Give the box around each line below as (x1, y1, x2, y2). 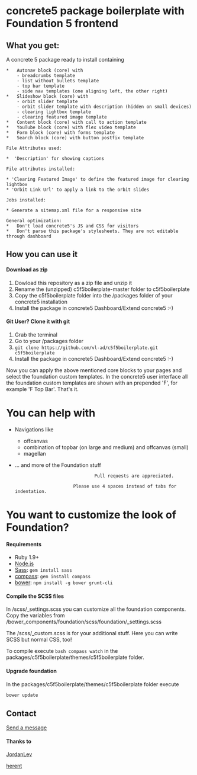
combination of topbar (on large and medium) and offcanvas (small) (23, 443, 189, 451)
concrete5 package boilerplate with (6, 4, 185, 18)
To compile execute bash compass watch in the (6, 648, 118, 655)
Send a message (6, 724, 47, 731)
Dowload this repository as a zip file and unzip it (14, 279, 132, 286)
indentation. (14, 488, 47, 494)
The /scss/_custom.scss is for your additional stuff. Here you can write (6, 630, 178, 637)
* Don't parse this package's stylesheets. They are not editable (6, 228, 179, 234)
